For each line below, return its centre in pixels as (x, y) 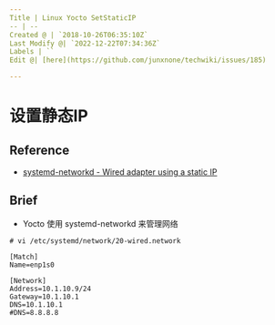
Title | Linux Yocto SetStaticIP (73, 18)
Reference (40, 150)
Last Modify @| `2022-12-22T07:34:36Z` (85, 43)
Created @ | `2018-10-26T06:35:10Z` (79, 35)
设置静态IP (49, 116)
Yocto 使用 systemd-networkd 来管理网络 (101, 223)
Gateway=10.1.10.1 (44, 297)
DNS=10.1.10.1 (36, 305)
